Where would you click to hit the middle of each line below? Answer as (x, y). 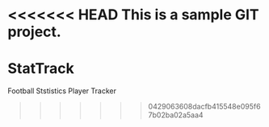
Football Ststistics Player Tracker (62, 91)
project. (34, 32)
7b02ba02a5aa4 (176, 115)
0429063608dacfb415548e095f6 (204, 107)
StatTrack (41, 69)
